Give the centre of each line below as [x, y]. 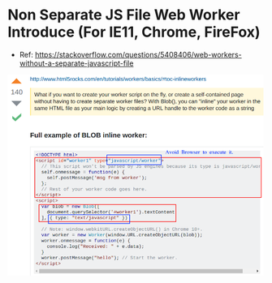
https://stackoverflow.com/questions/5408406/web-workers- [138, 54]
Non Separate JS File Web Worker [124, 15]
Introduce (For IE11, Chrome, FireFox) [134, 32]
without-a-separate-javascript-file [76, 63]
